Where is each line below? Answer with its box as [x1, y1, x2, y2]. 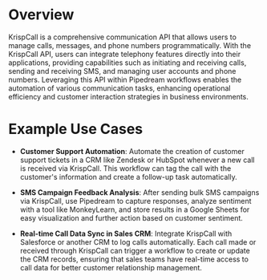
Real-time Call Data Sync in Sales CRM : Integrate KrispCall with [19, 229, 233, 238]
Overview [8, 6, 75, 24]
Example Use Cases [8, 120, 144, 138]
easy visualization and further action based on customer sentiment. [19, 213, 243, 222]
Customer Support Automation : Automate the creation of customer [19, 146, 245, 156]
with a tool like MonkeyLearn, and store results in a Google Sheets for [19, 205, 250, 214]
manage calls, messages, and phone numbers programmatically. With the [8, 40, 251, 50]
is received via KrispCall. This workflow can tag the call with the [19, 163, 232, 173]
